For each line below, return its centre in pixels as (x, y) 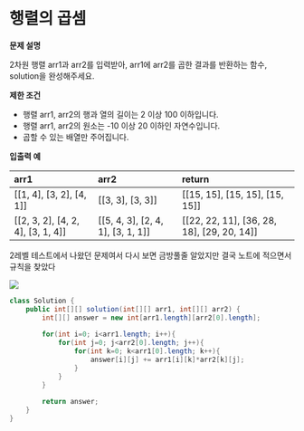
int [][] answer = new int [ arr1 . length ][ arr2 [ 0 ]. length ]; (152, 318)
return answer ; (71, 402)
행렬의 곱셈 (48, 19)
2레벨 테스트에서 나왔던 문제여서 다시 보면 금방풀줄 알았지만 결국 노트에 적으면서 (151, 255)
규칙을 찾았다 (33, 266)
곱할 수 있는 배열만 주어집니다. (76, 137)
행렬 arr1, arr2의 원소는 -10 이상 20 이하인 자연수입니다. (121, 125)
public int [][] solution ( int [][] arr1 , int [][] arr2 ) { (133, 309)
